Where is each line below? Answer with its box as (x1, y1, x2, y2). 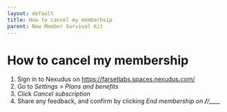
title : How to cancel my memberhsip (7, 16, 112, 23)
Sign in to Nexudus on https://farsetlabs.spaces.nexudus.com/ (17, 75, 195, 83)
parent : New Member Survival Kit (7, 23, 103, 30)
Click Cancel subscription (17, 90, 91, 98)
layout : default (7, 10, 54, 17)
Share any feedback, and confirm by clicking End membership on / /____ (17, 97, 221, 105)
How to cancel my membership (7, 52, 189, 68)
